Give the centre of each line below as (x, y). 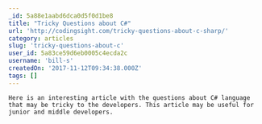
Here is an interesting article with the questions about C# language (129, 97)
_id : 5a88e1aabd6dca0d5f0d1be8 (61, 16)
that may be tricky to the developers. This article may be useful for (131, 105)
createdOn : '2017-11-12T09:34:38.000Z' (75, 68)
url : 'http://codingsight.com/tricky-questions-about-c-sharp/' (119, 31)
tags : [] (23, 76)
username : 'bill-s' (41, 61)
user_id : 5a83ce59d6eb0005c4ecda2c (68, 53)
